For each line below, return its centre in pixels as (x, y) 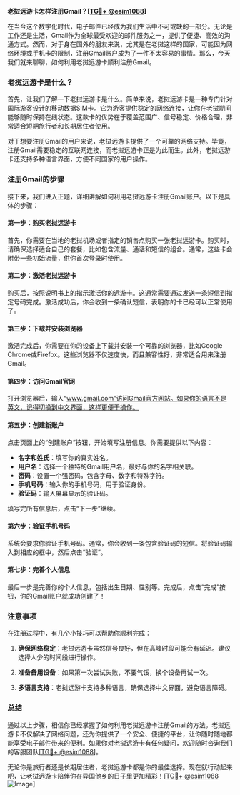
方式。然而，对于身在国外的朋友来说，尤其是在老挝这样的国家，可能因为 (120, 44)
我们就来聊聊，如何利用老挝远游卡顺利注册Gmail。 (81, 62)
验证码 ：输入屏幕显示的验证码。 (65, 493)
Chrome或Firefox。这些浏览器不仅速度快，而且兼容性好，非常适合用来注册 (117, 355)
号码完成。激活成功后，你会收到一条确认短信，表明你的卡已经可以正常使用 (123, 302)
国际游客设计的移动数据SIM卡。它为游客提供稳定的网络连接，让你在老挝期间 (120, 108)
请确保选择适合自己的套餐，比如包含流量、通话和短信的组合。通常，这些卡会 (120, 249)
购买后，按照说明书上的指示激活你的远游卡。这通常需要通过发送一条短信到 (117, 293)
